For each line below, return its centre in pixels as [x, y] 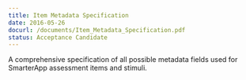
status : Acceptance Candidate [58, 37]
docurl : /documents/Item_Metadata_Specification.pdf [97, 30]
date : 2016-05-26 [37, 23]
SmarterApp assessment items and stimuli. [78, 68]
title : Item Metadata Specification [68, 15]
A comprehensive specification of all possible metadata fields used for [123, 60]
